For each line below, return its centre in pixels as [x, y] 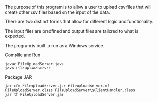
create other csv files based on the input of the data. [57, 12]
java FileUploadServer [28, 68]
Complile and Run [23, 55]
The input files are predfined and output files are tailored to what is [72, 31]
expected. [15, 36]
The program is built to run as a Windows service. [55, 45]
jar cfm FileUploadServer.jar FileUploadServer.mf [57, 86]
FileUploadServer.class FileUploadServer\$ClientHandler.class [70, 90]
